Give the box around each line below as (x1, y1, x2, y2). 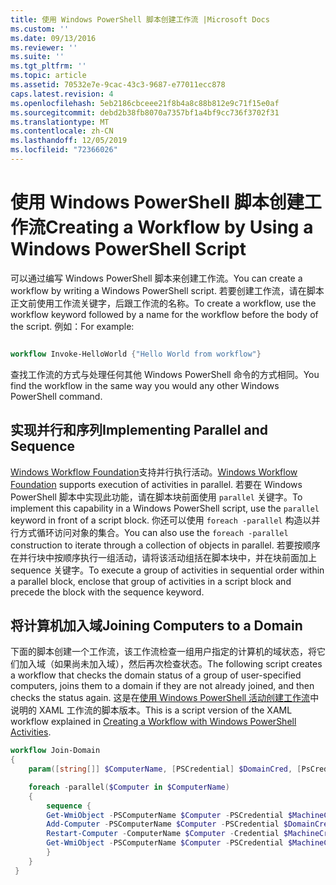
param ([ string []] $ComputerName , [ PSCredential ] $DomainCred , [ (28, 764, 302, 775)
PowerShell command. (10, 390, 103, 402)
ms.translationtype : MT (10, 117, 110, 127)
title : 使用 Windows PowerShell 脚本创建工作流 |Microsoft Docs (10, 14, 270, 25)
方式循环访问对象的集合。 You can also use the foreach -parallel (18, 526, 289, 538)
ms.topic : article (10, 71, 87, 81)
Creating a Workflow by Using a (45, 216, 314, 239)
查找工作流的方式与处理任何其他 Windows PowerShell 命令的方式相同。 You (10, 368, 320, 380)
